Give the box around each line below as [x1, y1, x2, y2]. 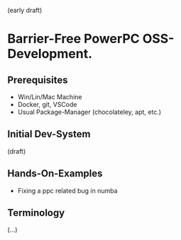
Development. [7, 46, 93, 62]
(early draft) [7, 6, 43, 14]
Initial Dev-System [7, 128, 91, 140]
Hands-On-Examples [7, 168, 103, 180]
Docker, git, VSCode [17, 101, 77, 108]
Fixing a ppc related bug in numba [17, 186, 119, 195]
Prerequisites [7, 74, 68, 86]
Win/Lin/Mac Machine [17, 93, 82, 101]
